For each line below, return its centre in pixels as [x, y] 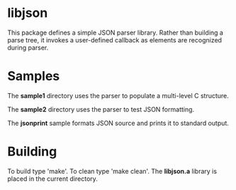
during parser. [28, 47]
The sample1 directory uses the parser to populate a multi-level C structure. [118, 95]
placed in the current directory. [52, 179]
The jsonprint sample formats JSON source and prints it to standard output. [118, 123]
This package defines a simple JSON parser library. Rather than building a [115, 32]
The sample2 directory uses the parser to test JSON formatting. [101, 109]
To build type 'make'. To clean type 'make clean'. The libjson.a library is [112, 171]
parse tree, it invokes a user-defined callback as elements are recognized [114, 40]
